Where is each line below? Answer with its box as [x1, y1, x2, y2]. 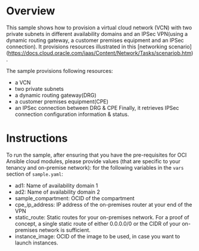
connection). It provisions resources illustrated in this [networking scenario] [6, 43, 192, 50]
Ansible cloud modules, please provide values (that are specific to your [6, 157, 181, 165]
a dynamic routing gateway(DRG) [14, 91, 97, 99]
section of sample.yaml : [6, 170, 64, 177]
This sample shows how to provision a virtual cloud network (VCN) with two [6, 24, 192, 31]
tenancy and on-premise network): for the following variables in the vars [6, 164, 184, 171]
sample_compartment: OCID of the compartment [14, 194, 135, 201]
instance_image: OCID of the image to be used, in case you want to [14, 232, 181, 240]
